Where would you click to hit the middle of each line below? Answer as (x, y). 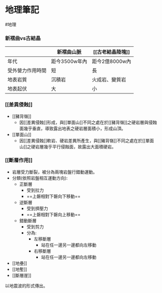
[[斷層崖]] (22, 275)
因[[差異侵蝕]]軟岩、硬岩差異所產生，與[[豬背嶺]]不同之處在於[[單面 (87, 140)
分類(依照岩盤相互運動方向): (40, 178)
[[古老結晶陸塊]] (111, 52)
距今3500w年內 (69, 61)
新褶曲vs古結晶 (23, 38)
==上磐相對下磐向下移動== (54, 196)
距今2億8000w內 (112, 61)
